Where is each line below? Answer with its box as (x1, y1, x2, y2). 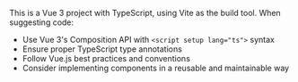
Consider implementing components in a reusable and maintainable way (22, 62, 290, 73)
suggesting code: (9, 17, 74, 28)
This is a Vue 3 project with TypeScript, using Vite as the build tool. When (9, 8, 281, 18)
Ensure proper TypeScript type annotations (22, 44, 182, 54)
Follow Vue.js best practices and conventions (22, 53, 191, 63)
